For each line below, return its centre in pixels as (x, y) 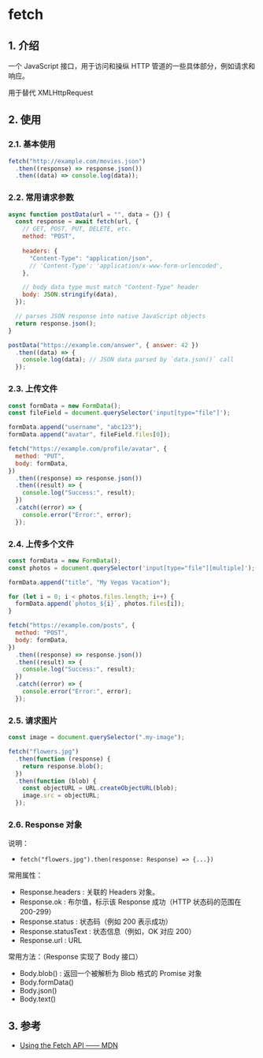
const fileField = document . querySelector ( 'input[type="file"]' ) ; (119, 413)
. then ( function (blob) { (56, 781)
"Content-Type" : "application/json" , (91, 258)
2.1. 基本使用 (32, 144)
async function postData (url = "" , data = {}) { (89, 215)
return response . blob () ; (63, 766)
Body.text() (38, 999)
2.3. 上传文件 (33, 389)
